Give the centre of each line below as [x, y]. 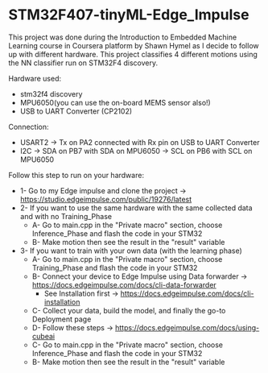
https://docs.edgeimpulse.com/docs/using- [188, 327]
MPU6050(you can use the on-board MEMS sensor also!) [115, 102]
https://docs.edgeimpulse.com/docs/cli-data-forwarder [124, 284]
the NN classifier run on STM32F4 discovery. [83, 63]
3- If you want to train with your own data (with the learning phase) [131, 251]
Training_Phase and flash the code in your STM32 [115, 267]
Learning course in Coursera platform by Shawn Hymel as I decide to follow [134, 45]
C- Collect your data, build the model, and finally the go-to [129, 310]
